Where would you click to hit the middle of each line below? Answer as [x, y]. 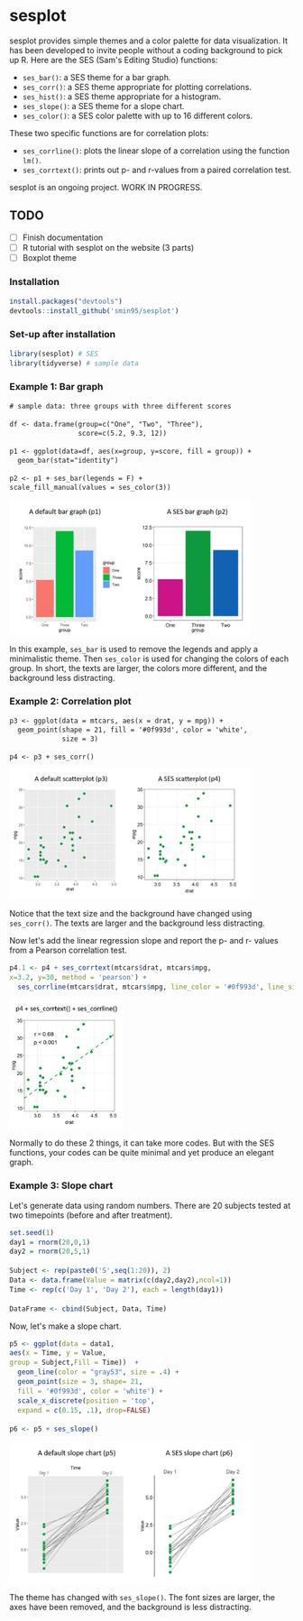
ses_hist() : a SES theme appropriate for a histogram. [122, 97]
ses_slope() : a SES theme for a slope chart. [103, 106]
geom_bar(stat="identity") [68, 461]
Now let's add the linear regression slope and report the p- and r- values [144, 941]
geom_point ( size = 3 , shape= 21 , [80, 1382]
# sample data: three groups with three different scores [120, 407]
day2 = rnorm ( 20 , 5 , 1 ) [50, 1252]
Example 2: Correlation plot [70, 701]
